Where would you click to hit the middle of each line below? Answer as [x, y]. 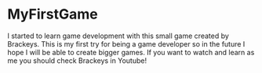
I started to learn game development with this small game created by [118, 36]
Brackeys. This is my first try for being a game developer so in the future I [126, 43]
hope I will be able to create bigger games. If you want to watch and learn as [131, 52]
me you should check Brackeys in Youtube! [77, 61]
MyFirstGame [53, 14]
